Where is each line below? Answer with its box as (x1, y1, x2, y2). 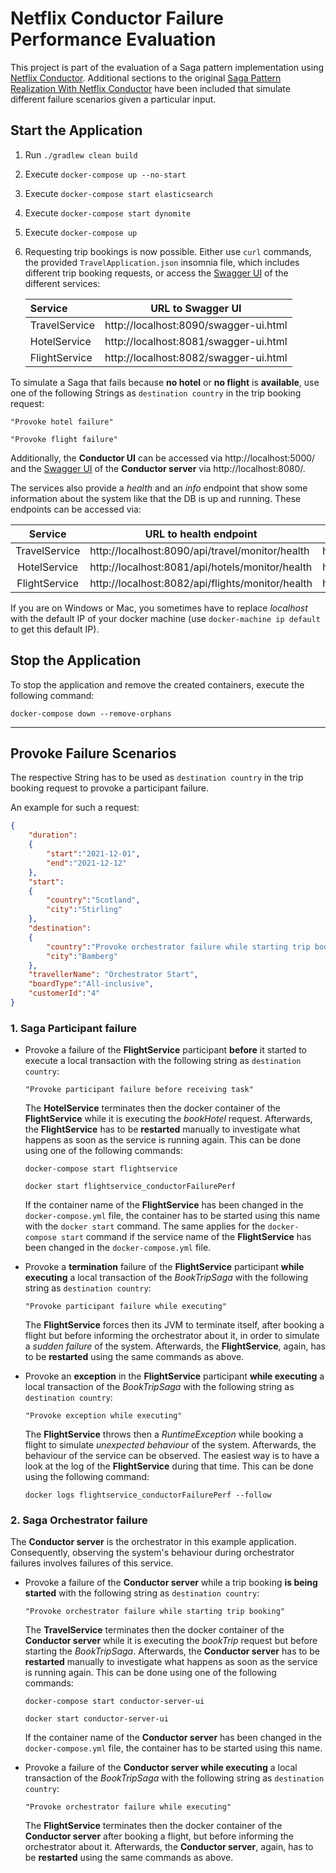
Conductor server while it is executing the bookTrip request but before (24, 1635, 318, 1647)
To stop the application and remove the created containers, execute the (10, 678, 305, 691)
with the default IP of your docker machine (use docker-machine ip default (10, 612, 321, 624)
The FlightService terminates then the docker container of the (24, 1820, 283, 1832)
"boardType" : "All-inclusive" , (28, 979, 155, 989)
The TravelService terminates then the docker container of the (24, 1624, 285, 1636)
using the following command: (24, 1471, 150, 1483)
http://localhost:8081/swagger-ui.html (104, 334, 288, 348)
